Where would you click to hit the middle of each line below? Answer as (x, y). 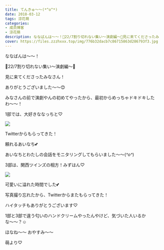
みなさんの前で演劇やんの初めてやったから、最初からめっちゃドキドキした (80, 97)
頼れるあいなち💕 (21, 144)
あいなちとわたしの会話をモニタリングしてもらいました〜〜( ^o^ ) (70, 154)
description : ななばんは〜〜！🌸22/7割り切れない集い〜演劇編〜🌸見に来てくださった (80, 37)
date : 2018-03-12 (23, 14)
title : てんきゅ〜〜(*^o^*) (31, 10)
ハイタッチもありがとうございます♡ (41, 205)
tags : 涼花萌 (17, 19)
